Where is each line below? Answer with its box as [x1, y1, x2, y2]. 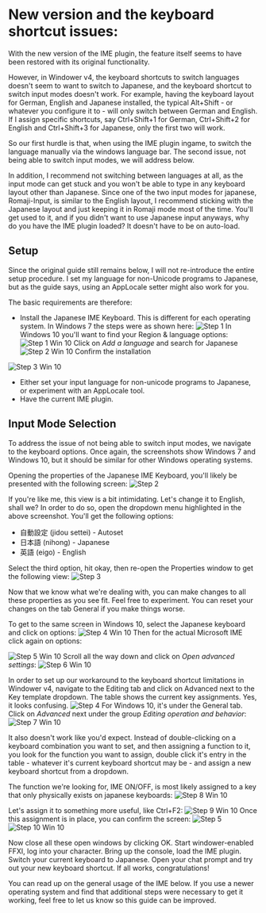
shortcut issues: [8, 22, 119, 40]
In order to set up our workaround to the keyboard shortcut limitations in [8, 675, 245, 685]
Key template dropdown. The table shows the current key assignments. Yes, [8, 692, 257, 701]
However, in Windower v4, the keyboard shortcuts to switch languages [8, 72, 240, 82]
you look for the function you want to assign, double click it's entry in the [8, 750, 247, 759]
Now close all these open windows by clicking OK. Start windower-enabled [8, 838, 254, 847]
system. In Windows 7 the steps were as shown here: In [19, 321, 232, 331]
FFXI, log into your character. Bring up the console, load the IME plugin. [8, 846, 242, 856]
